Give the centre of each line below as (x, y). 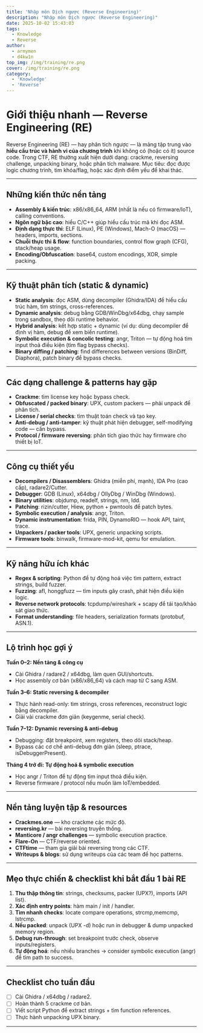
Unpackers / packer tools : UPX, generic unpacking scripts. (89, 533)
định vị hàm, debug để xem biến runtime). (67, 332)
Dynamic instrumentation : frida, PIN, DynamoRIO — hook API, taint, (100, 520)
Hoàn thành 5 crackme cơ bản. (53, 1003)
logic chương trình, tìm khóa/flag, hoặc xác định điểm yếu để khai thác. (95, 170)
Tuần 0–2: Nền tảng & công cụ (45, 662)
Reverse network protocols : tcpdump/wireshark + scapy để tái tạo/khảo (106, 604)
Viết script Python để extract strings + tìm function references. (93, 1011)
